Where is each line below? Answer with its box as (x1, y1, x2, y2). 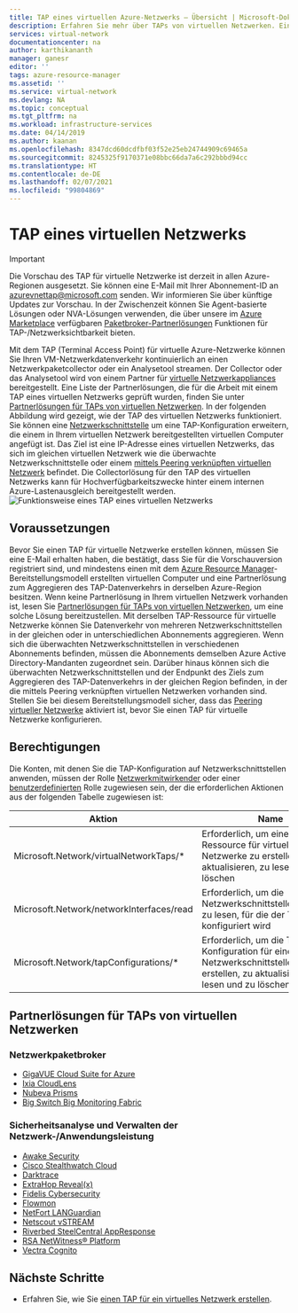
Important (9, 254, 45, 264)
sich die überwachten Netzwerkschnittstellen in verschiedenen (9, 638, 239, 649)
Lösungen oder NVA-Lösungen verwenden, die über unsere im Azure (9, 308, 263, 319)
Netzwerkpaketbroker (9, 1048, 106, 1060)
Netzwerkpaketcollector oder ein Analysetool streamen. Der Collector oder (9, 363, 283, 373)
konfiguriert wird (201, 919, 271, 932)
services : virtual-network (9, 29, 109, 38)
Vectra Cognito (21, 1245, 78, 1255)
